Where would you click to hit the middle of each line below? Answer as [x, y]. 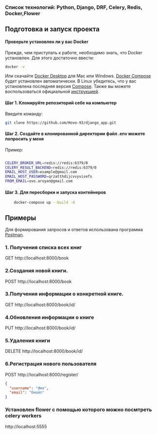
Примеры [21, 218]
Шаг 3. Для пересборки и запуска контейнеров [55, 192]
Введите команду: [24, 113]
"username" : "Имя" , [29, 388]
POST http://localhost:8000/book [38, 281]
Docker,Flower [23, 13]
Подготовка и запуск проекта [52, 29]
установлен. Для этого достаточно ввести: [50, 58]
